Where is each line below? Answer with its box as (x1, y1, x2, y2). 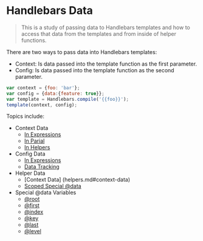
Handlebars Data (6, 4, 93, 18)
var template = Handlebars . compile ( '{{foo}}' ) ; (6, 96, 129, 102)
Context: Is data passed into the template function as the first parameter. (15, 60, 198, 67)
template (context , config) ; (6, 101, 78, 108)
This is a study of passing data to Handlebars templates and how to (21, 24, 190, 31)
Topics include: (6, 113, 44, 120)
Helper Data (15, 169, 46, 177)
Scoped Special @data (24, 183, 81, 190)
